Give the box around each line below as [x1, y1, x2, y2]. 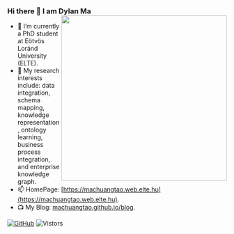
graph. [17, 178, 37, 186]
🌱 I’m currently [17, 22, 60, 31]
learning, [17, 133, 43, 141]
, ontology [17, 125, 47, 134]
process [17, 148, 41, 156]
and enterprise [17, 163, 60, 171]
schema [17, 96, 40, 104]
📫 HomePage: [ [17, 185, 64, 194]
